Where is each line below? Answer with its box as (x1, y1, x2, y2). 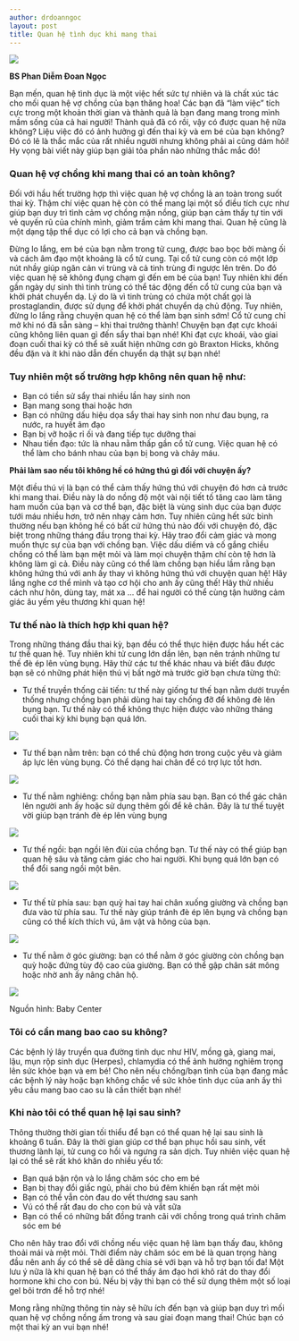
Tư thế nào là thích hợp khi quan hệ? (9, 618, 170, 631)
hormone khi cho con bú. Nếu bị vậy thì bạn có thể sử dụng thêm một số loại (9, 1276, 291, 1286)
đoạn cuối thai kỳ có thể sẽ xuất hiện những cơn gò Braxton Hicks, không (9, 338, 279, 349)
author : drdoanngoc (9, 13, 82, 22)
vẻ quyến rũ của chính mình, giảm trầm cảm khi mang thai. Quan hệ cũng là (9, 216, 287, 227)
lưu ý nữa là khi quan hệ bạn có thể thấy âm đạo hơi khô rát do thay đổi (9, 1266, 270, 1277)
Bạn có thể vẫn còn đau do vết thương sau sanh (21, 1192, 199, 1202)
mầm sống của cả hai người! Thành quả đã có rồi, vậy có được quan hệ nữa (9, 117, 287, 128)
